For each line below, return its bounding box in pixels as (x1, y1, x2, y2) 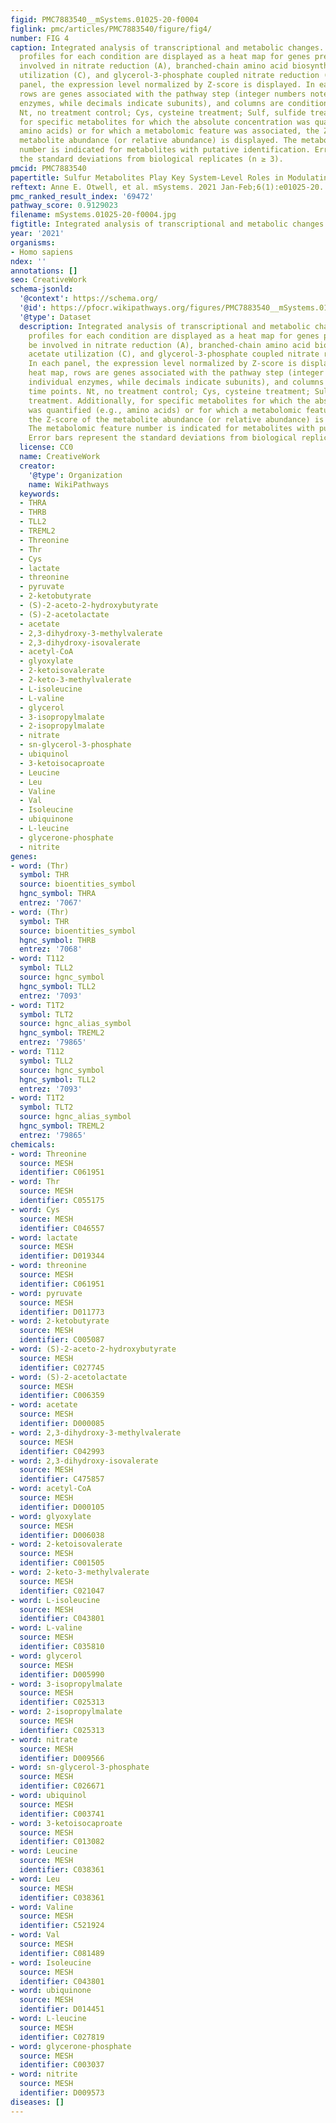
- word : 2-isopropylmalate (10, 1707, 123, 1717)
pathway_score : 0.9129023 (10, 201, 118, 211)
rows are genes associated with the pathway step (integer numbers (19, 89, 307, 99)
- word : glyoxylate (10, 1511, 92, 1521)
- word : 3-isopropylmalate (10, 1679, 123, 1689)
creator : (19, 461, 56, 471)
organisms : (10, 237, 56, 248)
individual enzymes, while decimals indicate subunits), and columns (28, 377, 325, 387)
